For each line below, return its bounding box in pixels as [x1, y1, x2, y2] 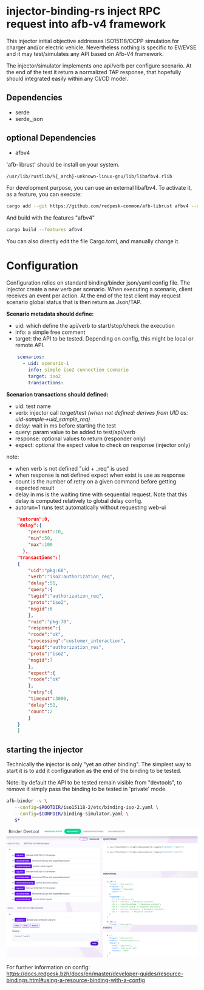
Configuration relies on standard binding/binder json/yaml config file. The [6, 279, 190, 286]
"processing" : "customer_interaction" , [28, 638, 126, 644]
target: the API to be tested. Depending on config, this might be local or [15, 335, 194, 342]
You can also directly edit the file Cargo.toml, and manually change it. [6, 238, 180, 245]
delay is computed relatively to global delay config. [15, 497, 143, 504]
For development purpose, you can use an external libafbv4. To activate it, [6, 184, 192, 192]
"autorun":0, [17, 516, 50, 522]
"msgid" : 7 [28, 657, 53, 663]
